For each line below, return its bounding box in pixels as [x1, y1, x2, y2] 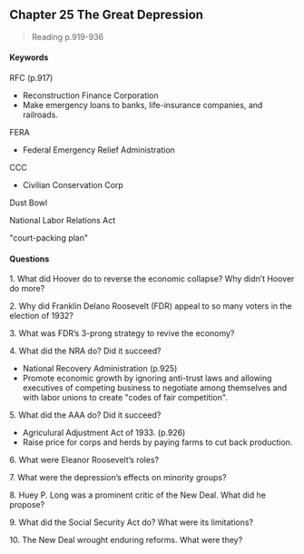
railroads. [22, 109, 59, 121]
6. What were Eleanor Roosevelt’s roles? [9, 454, 160, 466]
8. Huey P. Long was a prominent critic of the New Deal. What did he [9, 490, 266, 500]
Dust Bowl [9, 197, 48, 208]
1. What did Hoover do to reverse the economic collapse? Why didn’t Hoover [9, 273, 295, 284]
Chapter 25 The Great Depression [9, 7, 204, 23]
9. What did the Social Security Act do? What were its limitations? [9, 517, 254, 528]
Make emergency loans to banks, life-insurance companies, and [22, 100, 263, 111]
